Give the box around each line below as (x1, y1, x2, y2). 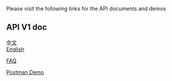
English (6, 45, 25, 52)
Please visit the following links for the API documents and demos (6, 5, 167, 12)
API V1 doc (6, 22, 47, 32)
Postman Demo (6, 68, 44, 76)
